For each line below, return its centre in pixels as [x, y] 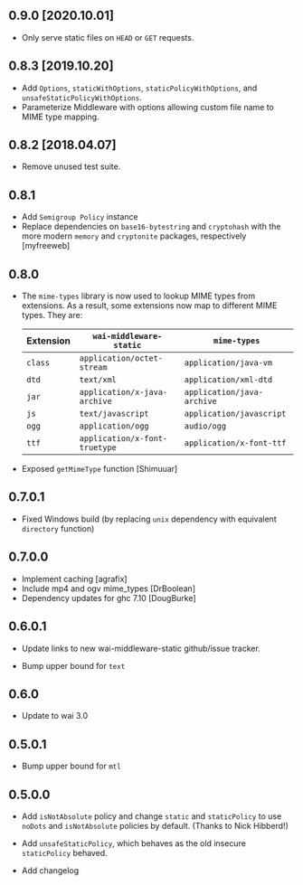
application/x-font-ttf [235, 443]
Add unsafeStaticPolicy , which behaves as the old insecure [133, 843]
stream [93, 367]
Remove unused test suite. [71, 166]
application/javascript [235, 414]
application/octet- [121, 358]
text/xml [98, 380]
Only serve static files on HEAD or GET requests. [108, 37]
